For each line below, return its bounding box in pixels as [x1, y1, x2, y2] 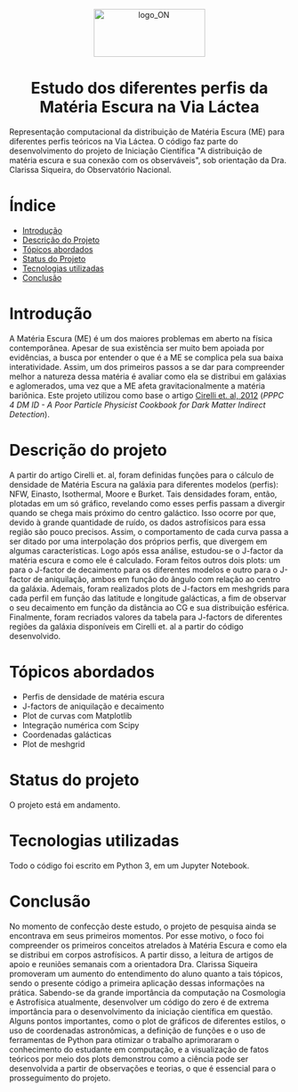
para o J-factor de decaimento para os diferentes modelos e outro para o [9, 564, 278, 575]
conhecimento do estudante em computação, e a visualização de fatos [9, 1044, 270, 1055]
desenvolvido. [9, 630, 61, 641]
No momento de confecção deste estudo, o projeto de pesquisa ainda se [9, 921, 277, 932]
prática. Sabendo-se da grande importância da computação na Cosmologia [9, 987, 286, 998]
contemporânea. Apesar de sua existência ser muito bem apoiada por [9, 342, 265, 353]
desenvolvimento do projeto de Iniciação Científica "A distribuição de [9, 145, 263, 156]
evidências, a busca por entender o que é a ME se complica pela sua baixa [9, 352, 284, 363]
